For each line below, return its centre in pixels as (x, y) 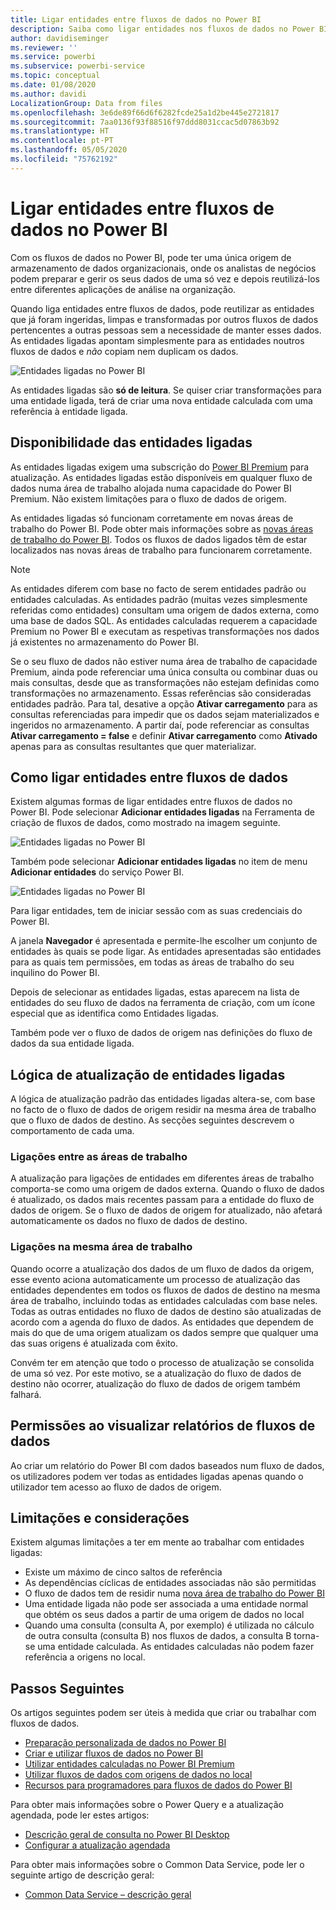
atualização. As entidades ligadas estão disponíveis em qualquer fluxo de (161, 477)
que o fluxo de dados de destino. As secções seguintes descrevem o (152, 1120)
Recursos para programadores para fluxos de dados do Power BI (158, 1785)
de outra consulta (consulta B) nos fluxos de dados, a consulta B (158, 1636)
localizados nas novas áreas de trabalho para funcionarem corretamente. (161, 550)
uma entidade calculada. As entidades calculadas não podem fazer (176, 1647)
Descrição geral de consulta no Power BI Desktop (127, 1835)
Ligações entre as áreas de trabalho (99, 1157)
